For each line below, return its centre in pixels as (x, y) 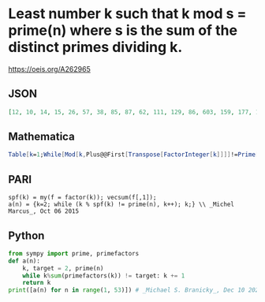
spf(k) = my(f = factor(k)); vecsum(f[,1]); (82, 198)
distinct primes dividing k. (95, 47)
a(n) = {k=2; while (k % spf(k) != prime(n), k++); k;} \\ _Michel (121, 205)
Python (26, 235)
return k (37, 283)
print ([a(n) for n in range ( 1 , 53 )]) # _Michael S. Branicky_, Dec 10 (127, 290)
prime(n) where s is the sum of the (123, 30)
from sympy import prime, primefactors (74, 253)
